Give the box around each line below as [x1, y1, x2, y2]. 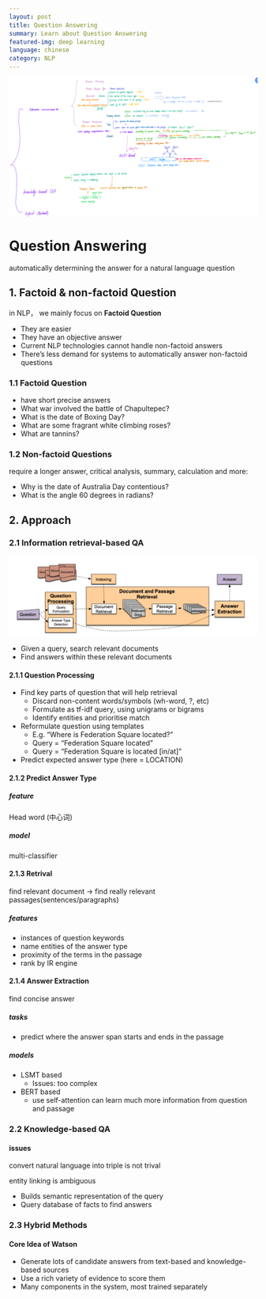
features [9, 913, 38, 922]
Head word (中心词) [9, 812, 73, 822]
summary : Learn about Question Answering [9, 29, 148, 37]
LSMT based [20, 1070, 62, 1080]
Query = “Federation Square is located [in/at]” [32, 746, 182, 756]
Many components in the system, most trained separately [20, 1282, 208, 1292]
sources [43, 1265, 69, 1274]
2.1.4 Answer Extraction [9, 976, 89, 986]
